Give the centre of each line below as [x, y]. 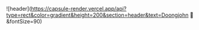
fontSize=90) [24, 21]
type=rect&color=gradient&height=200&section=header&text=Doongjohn [97, 15]
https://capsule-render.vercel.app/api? [79, 9]
